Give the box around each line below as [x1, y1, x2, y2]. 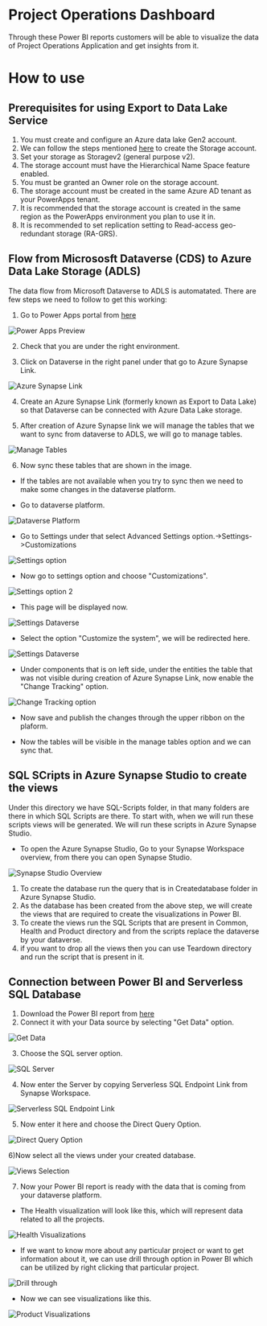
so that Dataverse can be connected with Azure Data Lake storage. [19, 404, 243, 415]
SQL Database [8, 987, 82, 1001]
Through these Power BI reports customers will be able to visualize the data [8, 32, 259, 42]
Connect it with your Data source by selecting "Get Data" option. [19, 1017, 235, 1027]
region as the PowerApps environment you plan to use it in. [19, 211, 216, 221]
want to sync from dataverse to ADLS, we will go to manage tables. [19, 429, 243, 439]
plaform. [19, 721, 48, 731]
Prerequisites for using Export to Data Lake [8, 101, 228, 114]
